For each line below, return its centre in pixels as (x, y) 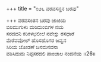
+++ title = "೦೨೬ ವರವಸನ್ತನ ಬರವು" (42, 9)
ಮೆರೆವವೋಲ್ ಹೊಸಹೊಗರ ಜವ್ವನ (36, 40)
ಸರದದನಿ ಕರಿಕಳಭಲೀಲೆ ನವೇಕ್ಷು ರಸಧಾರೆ (40, 34)
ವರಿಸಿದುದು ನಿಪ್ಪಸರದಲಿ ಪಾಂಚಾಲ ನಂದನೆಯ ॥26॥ (51, 53)
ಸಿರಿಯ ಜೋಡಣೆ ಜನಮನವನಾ (32, 47)
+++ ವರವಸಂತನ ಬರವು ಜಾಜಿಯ (36, 20)
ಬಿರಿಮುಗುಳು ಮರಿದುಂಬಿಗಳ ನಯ (35, 27)
